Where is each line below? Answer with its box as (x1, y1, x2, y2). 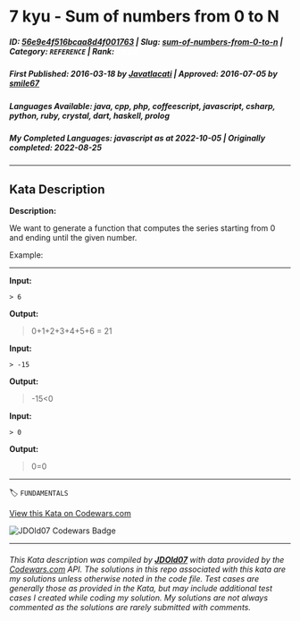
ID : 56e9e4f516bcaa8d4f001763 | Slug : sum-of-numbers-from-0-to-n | (9, 36, 283, 47)
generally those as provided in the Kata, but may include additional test (9, 583, 272, 593)
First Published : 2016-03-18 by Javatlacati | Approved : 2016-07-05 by (9, 69, 279, 80)
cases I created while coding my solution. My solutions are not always (9, 592, 269, 603)
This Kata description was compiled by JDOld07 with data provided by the (9, 554, 285, 565)
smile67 (9, 78, 40, 89)
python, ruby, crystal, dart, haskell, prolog (9, 110, 171, 121)
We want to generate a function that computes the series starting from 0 (9, 223, 276, 234)
